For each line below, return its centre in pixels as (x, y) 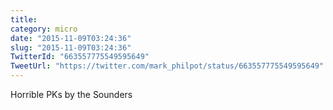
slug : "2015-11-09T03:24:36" (71, 47)
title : (24, 19)
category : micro (44, 29)
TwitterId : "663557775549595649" (80, 57)
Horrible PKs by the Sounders (71, 94)
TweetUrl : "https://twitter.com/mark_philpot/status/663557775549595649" (167, 66)
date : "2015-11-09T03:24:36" (71, 38)
